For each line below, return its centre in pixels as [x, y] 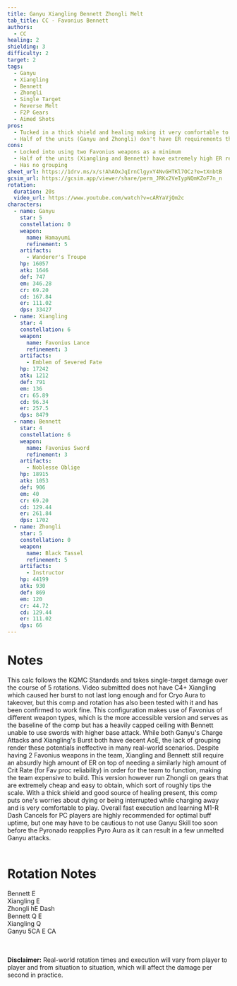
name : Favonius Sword [58, 448]
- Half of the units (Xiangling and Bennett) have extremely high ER [118, 159]
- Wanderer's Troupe [56, 257]
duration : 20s [34, 192]
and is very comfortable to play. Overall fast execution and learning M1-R [113, 808]
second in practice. [35, 975]
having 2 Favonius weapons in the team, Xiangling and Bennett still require [116, 755]
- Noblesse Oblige [53, 468]
